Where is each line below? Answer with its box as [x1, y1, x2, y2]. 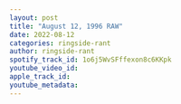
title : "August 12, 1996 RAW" [9, 22, 124, 31]
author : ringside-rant [9, 47, 95, 56]
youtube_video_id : [9, 64, 79, 73]
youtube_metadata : [9, 80, 79, 90]
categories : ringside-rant [9, 38, 111, 48]
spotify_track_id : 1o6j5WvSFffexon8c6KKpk [9, 55, 172, 64]
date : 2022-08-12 [9, 30, 75, 39]
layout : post [9, 13, 59, 23]
